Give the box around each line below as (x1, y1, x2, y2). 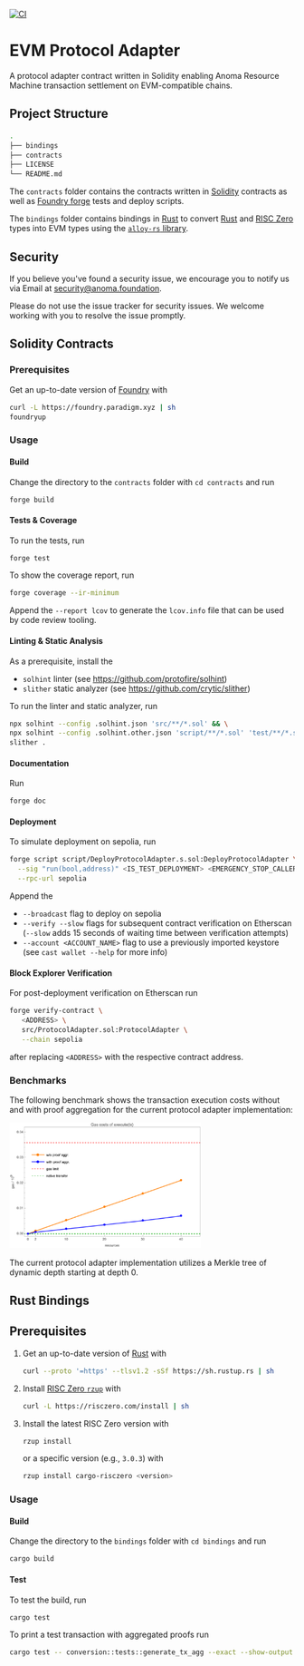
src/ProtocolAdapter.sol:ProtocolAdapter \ (21, 1026, 188, 1035)
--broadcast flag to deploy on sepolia (22, 908, 162, 920)
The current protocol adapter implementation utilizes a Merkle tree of (9, 1257, 267, 1268)
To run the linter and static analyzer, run (9, 700, 158, 711)
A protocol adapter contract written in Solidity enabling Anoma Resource (9, 70, 280, 81)
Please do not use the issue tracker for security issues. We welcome (9, 300, 265, 311)
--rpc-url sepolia (17, 874, 88, 883)
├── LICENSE (9, 160, 54, 170)
